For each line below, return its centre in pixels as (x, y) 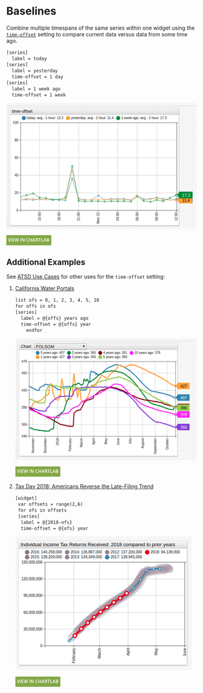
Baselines (31, 11)
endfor (34, 331)
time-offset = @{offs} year (56, 325)
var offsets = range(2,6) (50, 504)
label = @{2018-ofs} (47, 522)
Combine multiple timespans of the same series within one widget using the (101, 28)
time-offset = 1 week (39, 95)
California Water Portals (44, 288)
